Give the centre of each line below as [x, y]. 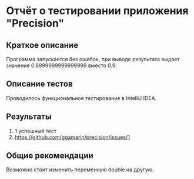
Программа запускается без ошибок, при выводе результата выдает [93, 59]
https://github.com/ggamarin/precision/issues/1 [72, 137]
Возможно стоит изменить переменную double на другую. [80, 170]
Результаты [29, 117]
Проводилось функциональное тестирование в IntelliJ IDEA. [81, 98]
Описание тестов [39, 84]
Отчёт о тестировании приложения [97, 11]
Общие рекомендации [50, 156]
